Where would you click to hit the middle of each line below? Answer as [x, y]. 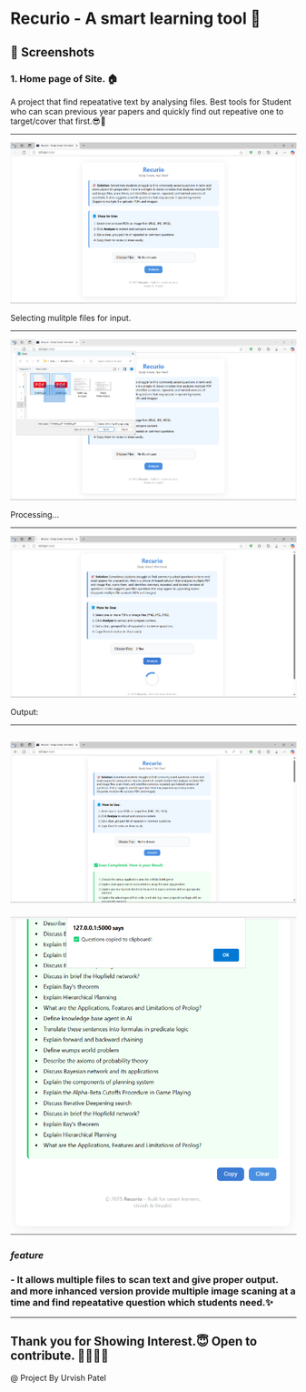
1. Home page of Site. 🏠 [64, 78]
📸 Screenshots [53, 52]
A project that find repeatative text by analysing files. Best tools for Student [151, 101]
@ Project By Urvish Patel [59, 1377]
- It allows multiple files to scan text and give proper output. [144, 1279]
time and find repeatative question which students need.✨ [142, 1302]
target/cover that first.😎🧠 [58, 121]
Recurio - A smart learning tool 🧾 [136, 19]
